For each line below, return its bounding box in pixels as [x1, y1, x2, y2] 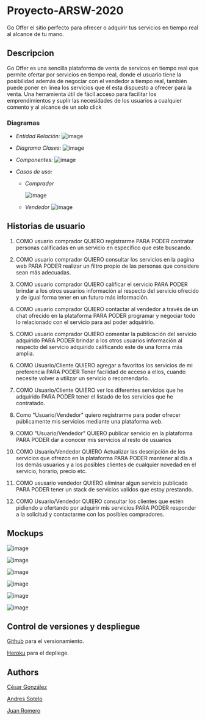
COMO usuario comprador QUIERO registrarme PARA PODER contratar [15, 237, 195, 244]
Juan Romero [7, 707, 41, 714]
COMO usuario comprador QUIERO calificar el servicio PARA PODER [15, 281, 188, 288]
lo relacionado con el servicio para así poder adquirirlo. [15, 318, 155, 326]
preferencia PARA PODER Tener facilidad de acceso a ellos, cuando [15, 368, 186, 375]
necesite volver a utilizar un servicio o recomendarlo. [15, 374, 149, 382]
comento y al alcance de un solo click [7, 103, 102, 111]
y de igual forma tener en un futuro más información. [15, 293, 149, 301]
